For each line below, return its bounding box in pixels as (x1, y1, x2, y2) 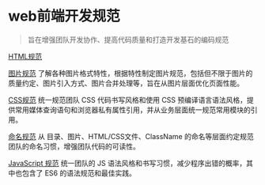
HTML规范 (8, 51, 43, 61)
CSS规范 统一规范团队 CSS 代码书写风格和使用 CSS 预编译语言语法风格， (8, 95, 248, 104)
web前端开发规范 (8, 7, 120, 25)
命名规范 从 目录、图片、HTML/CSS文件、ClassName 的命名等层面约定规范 (8, 131, 255, 141)
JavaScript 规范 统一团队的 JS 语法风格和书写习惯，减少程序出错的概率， (8, 158, 247, 168)
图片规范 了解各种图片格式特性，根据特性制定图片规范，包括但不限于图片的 (8, 68, 253, 77)
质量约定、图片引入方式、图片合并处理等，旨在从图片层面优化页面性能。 (8, 78, 244, 88)
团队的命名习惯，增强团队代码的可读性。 (8, 142, 140, 151)
